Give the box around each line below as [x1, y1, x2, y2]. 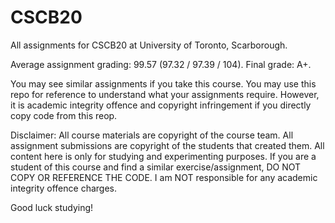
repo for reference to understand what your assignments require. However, [10, 88, 320, 100]
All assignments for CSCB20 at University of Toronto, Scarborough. [10, 39, 288, 51]
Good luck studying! [10, 201, 94, 213]
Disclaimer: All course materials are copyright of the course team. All [10, 129, 294, 141]
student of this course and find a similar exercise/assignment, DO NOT [10, 161, 302, 173]
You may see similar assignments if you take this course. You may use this [10, 77, 317, 90]
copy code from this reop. [10, 109, 118, 121]
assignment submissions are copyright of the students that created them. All [10, 139, 325, 151]
